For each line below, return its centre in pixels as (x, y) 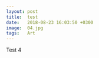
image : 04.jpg (25, 28)
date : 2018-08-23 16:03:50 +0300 (50, 22)
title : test (22, 17)
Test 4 (14, 50)
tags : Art (21, 33)
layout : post (22, 11)
